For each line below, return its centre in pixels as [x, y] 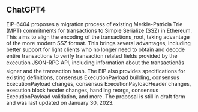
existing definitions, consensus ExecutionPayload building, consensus [93, 77]
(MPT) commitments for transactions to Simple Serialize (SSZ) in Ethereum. [99, 30]
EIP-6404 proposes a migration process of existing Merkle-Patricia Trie [94, 24]
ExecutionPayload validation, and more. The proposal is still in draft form [96, 96]
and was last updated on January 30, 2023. [60, 102]
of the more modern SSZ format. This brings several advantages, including [98, 43]
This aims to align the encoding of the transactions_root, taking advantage [98, 37]
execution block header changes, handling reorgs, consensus [82, 90]
